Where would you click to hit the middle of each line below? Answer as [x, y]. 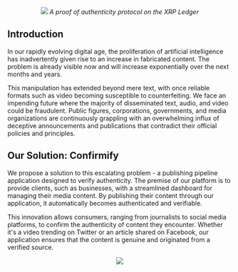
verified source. [31, 247]
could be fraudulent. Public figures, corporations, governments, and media [117, 110]
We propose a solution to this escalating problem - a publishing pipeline [113, 173]
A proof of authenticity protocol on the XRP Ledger [124, 12]
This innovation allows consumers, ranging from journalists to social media [117, 216]
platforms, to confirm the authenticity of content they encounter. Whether [115, 224]
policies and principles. [41, 133]
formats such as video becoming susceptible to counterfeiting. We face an [117, 95]
